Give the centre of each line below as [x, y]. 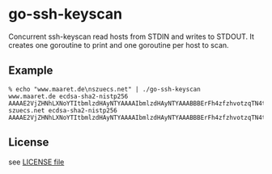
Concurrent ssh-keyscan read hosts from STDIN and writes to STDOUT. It [132, 36]
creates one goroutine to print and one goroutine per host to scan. [119, 45]
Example [31, 71]
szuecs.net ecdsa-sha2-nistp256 [63, 110]
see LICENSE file [36, 162]
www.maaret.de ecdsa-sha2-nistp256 [68, 96]
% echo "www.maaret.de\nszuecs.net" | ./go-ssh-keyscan [104, 89]
